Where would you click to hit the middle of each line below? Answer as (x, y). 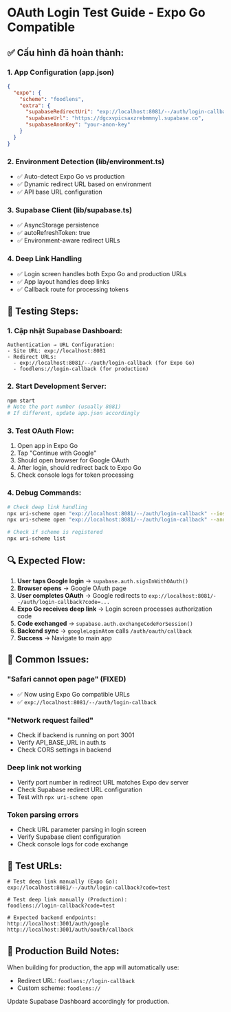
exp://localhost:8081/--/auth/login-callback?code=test (89, 888)
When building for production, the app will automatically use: (93, 967)
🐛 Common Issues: (48, 660)
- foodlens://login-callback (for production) (81, 369)
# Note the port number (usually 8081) (64, 407)
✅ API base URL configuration (60, 192)
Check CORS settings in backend (64, 750)
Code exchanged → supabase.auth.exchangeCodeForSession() (105, 623)
